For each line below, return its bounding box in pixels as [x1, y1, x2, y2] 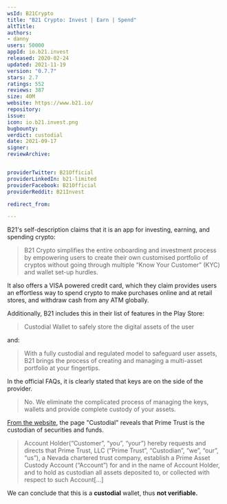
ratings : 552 [7, 80, 45, 87]
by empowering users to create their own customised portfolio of [23, 254, 208, 262]
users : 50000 [7, 42, 45, 49]
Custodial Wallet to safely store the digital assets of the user [23, 322, 195, 331]
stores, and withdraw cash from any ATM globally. [7, 296, 149, 305]
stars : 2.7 [7, 74, 39, 81]
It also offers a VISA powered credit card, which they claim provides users [7, 281, 217, 289]
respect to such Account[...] [23, 476, 104, 484]
